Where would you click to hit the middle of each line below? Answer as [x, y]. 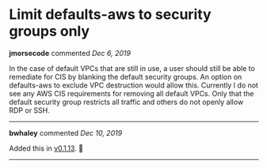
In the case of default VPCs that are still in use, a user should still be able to [132, 68]
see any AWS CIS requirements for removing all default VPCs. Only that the [132, 93]
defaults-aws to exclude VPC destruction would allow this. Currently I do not [133, 85]
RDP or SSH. [29, 110]
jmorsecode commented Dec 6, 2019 [70, 53]
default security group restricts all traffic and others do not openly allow [126, 102]
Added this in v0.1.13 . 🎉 [46, 148]
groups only [50, 31]
